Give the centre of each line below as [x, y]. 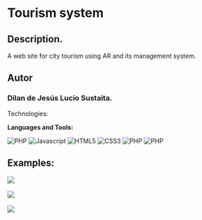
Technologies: [28, 114]
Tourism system [56, 13]
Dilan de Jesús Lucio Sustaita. [60, 98]
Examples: [31, 163]
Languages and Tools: [40, 127]
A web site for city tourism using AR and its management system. [102, 56]
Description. [35, 39]
